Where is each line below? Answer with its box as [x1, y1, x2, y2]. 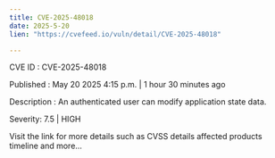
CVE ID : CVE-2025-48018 [9, 62, 107, 72]
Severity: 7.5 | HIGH [9, 113, 81, 125]
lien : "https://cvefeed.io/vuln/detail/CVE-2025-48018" [9, 29, 221, 38]
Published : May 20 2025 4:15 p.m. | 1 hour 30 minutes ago [9, 79, 226, 90]
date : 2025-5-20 [9, 21, 70, 30]
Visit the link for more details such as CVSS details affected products [9, 131, 262, 142]
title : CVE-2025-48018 [9, 12, 94, 22]
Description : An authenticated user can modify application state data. [9, 96, 267, 107]
